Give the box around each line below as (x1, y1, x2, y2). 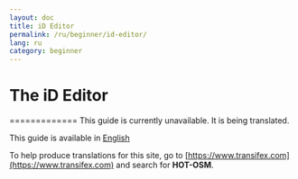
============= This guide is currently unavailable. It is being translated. (9, 115, 290, 126)
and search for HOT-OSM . (116, 159, 214, 171)
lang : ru (9, 38, 42, 48)
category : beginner (9, 47, 83, 56)
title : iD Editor (9, 22, 75, 31)
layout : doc (9, 13, 54, 22)
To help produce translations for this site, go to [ (9, 150, 189, 161)
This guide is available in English (9, 132, 131, 144)
